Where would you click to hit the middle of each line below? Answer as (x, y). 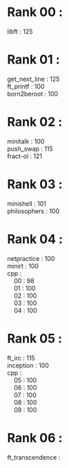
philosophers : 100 (33, 211)
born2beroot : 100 (33, 93)
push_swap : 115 (30, 149)
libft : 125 (20, 31)
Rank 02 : (35, 122)
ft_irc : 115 (21, 358)
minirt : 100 (23, 266)
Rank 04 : (35, 239)
